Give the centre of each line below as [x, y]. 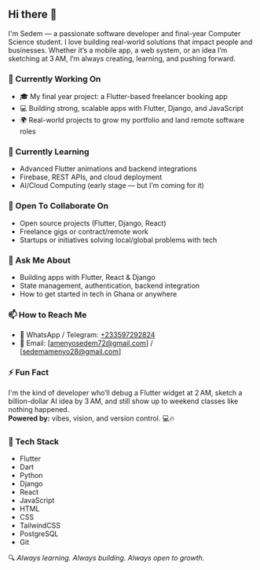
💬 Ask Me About [39, 260]
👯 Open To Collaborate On [58, 206]
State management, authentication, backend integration [110, 285]
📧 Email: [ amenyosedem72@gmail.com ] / [86, 344]
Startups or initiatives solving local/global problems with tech [118, 240]
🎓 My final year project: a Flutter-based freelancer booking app [123, 97]
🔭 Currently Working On [55, 79]
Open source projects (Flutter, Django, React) [93, 223]
